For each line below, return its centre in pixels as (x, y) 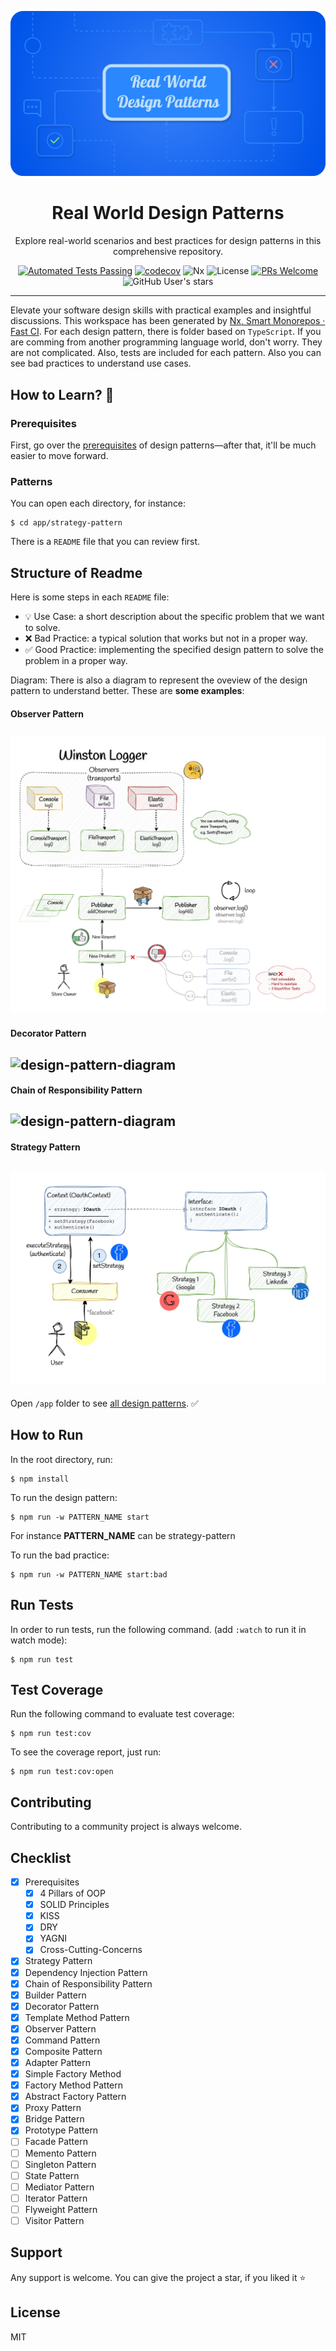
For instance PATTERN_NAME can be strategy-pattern (123, 1535)
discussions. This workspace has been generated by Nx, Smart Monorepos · (168, 321)
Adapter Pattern (58, 2063)
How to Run (47, 1435)
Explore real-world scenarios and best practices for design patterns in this (168, 241)
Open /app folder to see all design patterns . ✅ (104, 1403)
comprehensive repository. (168, 252)
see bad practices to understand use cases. (101, 363)
